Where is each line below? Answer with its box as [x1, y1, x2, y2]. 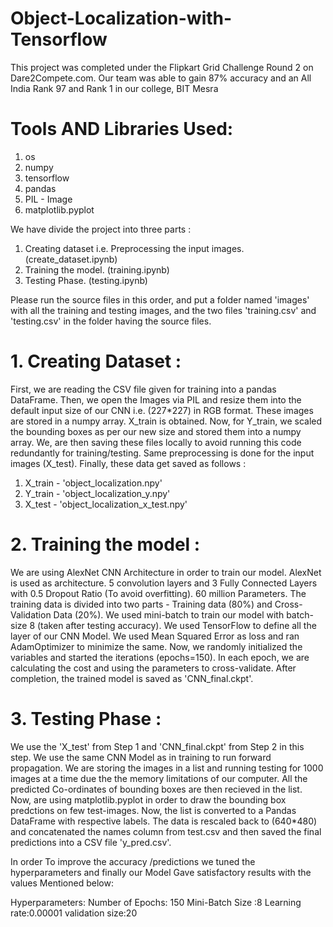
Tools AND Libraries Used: [10, 118, 234, 141]
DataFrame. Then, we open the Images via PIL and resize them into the [10, 393, 302, 406]
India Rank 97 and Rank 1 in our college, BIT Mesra [10, 82, 219, 94]
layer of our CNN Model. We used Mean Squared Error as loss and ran [10, 630, 300, 642]
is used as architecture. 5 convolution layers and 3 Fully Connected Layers [10, 577, 318, 589]
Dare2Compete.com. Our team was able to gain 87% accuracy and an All [10, 72, 312, 84]
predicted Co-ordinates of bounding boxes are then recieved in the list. [10, 783, 303, 795]
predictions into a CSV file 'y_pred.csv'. [10, 836, 172, 848]
